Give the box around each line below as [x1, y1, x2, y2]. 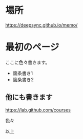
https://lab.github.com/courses [5, 107, 71, 113]
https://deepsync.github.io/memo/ [5, 21, 78, 28]
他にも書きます [5, 93, 53, 102]
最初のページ [5, 41, 59, 53]
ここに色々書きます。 [5, 59, 50, 65]
